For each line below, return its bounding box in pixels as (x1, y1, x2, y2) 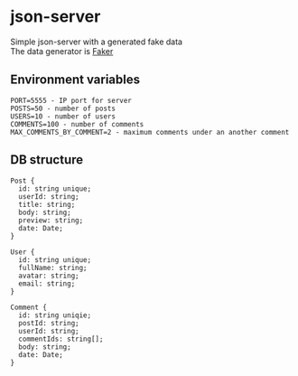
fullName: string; (18, 263, 88, 272)
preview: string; (18, 215, 84, 225)
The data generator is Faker (10, 45, 114, 56)
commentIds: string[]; (18, 334, 104, 343)
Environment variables (10, 72, 141, 88)
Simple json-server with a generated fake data (10, 36, 183, 47)
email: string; (18, 278, 76, 288)
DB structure (10, 152, 84, 168)
